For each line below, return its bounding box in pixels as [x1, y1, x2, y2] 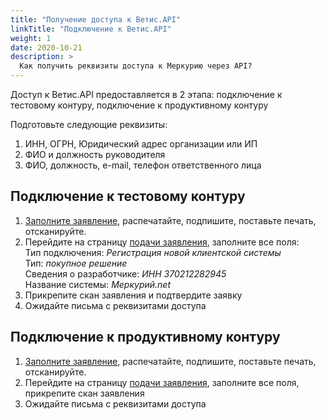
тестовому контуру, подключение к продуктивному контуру [10, 99, 269, 111]
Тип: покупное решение [24, 257, 128, 269]
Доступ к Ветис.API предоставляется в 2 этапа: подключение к [10, 89, 283, 100]
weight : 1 [10, 33, 52, 43]
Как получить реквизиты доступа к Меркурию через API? [19, 61, 253, 71]
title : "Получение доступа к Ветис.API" [10, 14, 182, 25]
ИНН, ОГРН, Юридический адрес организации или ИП [24, 138, 258, 150]
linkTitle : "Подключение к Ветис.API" [10, 24, 172, 34]
